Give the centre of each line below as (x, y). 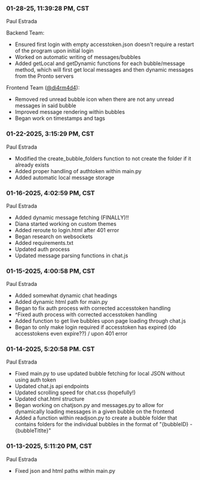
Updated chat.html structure (50, 399)
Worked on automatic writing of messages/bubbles (78, 57)
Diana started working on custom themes (65, 224)
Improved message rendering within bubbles (70, 112)
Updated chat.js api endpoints (52, 386)
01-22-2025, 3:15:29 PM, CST (50, 134)
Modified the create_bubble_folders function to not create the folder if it (103, 158)
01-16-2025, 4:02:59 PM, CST (51, 193)
